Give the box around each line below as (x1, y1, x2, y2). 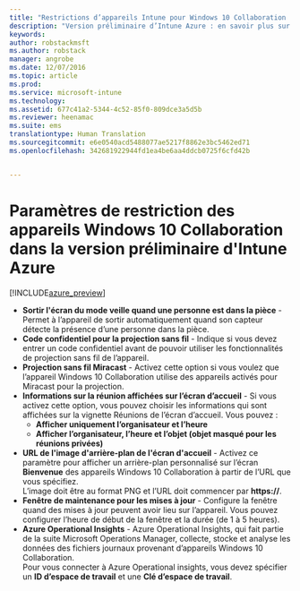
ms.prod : (9, 80, 42, 89)
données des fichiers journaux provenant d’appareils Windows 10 (21, 543, 264, 553)
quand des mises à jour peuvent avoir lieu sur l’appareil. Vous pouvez (21, 504, 279, 515)
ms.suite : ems (9, 122, 63, 131)
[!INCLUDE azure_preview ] (9, 287, 106, 298)
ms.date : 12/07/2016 (9, 64, 87, 73)
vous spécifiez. (21, 475, 79, 486)
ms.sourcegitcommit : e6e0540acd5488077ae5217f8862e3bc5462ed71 (9, 138, 251, 147)
